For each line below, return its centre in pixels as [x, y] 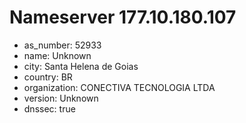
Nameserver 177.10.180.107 [123, 17]
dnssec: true [49, 108]
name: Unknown [57, 55]
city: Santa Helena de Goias [81, 66]
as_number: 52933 [62, 45]
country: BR [48, 77]
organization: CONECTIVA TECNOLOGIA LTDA [119, 87]
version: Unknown [61, 98]
